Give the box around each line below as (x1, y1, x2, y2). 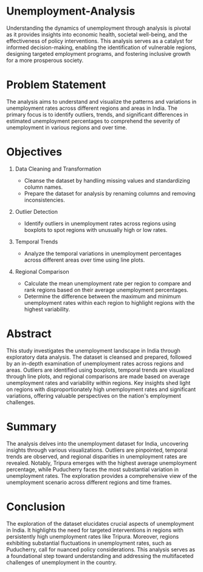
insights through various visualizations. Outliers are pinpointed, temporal (6, 446, 188, 454)
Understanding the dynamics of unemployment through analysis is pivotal (6, 24, 191, 32)
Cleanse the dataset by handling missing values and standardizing (24, 177, 190, 184)
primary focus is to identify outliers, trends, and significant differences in (6, 111, 188, 118)
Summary (6, 420, 57, 434)
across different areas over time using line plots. (24, 256, 145, 264)
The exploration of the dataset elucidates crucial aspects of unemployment (6, 520, 194, 527)
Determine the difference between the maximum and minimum (24, 293, 181, 300)
